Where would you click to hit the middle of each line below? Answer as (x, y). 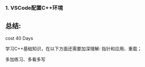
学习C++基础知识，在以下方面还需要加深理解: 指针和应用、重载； (74, 49)
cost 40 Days (19, 38)
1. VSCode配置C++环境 (34, 8)
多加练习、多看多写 (25, 59)
